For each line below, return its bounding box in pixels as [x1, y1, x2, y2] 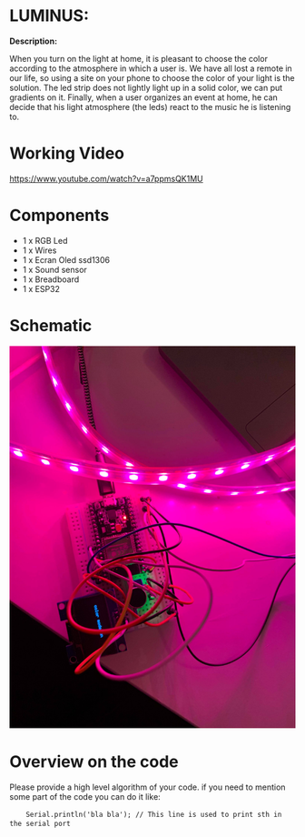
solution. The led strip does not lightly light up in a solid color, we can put [9, 82, 283, 93]
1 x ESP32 [22, 283, 61, 294]
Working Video [9, 143, 125, 164]
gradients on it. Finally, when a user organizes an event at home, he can [9, 92, 279, 103]
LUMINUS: [9, 5, 89, 26]
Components [9, 206, 110, 226]
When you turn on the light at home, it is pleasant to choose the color [9, 53, 268, 64]
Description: [9, 35, 57, 46]
